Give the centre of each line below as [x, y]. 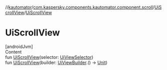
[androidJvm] [19, 46]
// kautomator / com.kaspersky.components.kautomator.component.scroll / [80, 7]
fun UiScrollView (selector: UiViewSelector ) [49, 57]
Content [13, 51]
